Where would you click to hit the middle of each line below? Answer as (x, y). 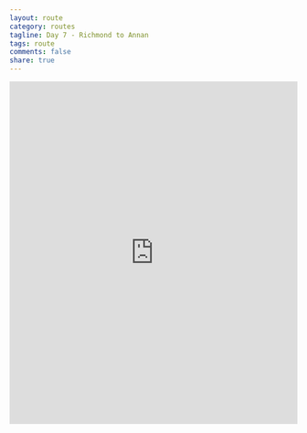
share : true (32, 60)
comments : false (40, 52)
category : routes (42, 26)
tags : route (32, 43)
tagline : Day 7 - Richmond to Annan (79, 35)
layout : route (37, 18)
